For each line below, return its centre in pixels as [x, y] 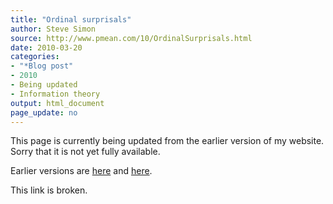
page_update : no [44, 112]
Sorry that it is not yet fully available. [85, 152]
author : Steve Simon [53, 29]
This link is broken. [49, 190]
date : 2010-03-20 [46, 47]
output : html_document [57, 103]
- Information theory [55, 94]
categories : [35, 57]
